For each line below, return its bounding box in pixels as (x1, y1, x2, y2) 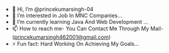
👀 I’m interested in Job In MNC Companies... (11, 12, 123, 19)
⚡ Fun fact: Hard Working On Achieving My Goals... (11, 40, 139, 47)
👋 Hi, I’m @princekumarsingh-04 (11, 6, 94, 13)
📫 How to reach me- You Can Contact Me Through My (11, 25, 150, 32)
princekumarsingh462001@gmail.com (14, 33, 109, 40)
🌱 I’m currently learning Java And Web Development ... (11, 18, 148, 25)
